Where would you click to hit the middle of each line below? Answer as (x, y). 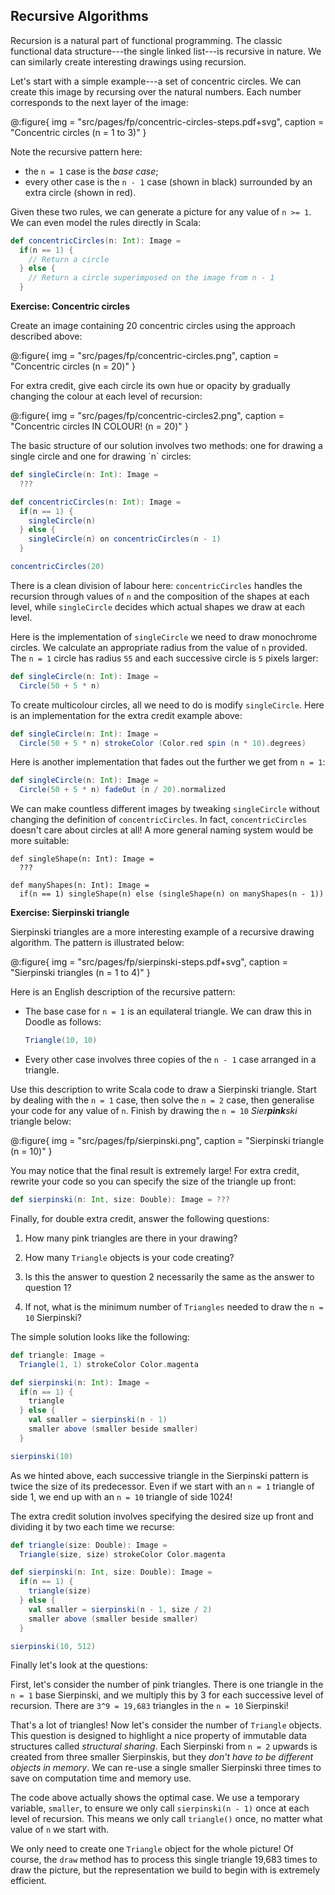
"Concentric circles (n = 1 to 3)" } (78, 132)
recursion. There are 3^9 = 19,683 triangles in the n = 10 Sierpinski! (149, 1706)
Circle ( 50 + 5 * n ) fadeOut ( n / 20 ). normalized (122, 790)
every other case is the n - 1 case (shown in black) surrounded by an (168, 181)
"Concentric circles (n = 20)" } (73, 366)
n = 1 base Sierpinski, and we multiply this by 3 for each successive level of (167, 1695)
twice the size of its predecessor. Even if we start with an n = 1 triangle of (162, 1486)
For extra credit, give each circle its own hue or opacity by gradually (150, 386)
